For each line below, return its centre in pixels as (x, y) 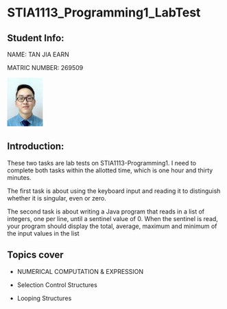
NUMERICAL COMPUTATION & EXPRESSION (80, 271)
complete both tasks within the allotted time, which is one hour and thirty (110, 170)
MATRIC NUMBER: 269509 (45, 68)
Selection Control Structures (57, 285)
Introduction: (36, 147)
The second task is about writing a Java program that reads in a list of (106, 211)
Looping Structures (44, 298)
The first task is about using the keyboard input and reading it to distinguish (114, 191)
